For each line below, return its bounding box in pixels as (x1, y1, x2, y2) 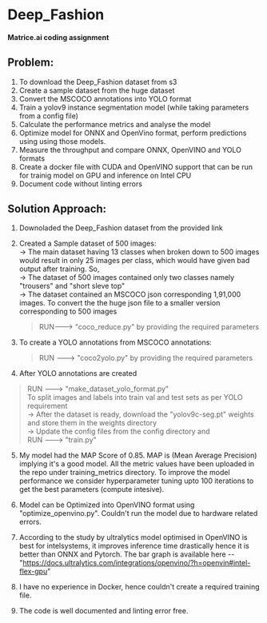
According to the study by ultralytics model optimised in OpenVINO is (18, 533, 248, 542)
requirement (26, 401, 68, 411)
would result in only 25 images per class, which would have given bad (18, 256, 250, 266)
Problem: (7, 56, 54, 70)
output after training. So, (18, 264, 100, 274)
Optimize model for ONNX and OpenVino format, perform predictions (18, 128, 247, 138)
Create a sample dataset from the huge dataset (18, 86, 175, 95)
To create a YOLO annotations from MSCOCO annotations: (18, 337, 213, 347)
